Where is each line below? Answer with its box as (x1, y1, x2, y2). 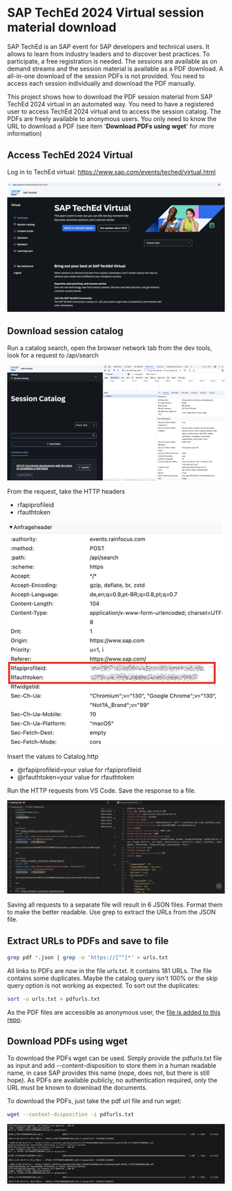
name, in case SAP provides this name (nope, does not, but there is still (7, 1069, 210, 1077)
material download (7, 19, 117, 35)
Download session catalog (7, 325, 124, 337)
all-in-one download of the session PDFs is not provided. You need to (7, 71, 205, 80)
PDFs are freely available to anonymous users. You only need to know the (7, 114, 217, 122)
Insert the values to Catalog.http (7, 753, 99, 761)
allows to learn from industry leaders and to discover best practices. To (7, 50, 211, 58)
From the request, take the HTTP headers (7, 488, 126, 496)
